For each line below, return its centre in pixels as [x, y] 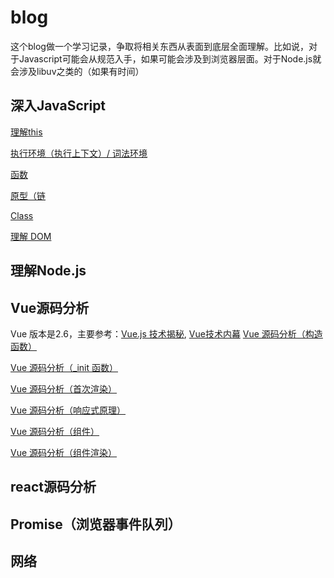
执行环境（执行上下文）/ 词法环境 [79, 153]
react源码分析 [53, 487]
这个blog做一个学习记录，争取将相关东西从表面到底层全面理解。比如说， [159, 46]
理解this [26, 132]
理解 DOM [31, 236]
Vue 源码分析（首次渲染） [64, 388]
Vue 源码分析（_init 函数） [64, 367]
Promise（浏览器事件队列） [96, 524]
